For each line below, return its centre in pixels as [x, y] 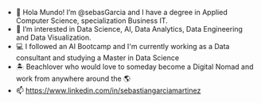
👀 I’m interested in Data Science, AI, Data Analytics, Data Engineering [129, 29]
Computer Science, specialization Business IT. [92, 21]
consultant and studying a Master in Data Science [97, 58]
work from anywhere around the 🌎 [73, 78]
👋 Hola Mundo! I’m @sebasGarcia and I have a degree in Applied [122, 12]
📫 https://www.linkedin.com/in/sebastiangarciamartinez [108, 90]
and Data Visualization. [53, 37]
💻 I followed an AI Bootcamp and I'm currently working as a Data [123, 46]
